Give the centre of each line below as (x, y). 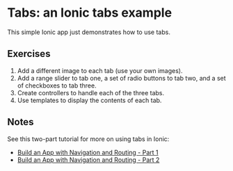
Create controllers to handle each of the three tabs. (91, 92)
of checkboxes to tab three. (57, 85)
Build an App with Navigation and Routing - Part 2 (88, 160)
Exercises (29, 54)
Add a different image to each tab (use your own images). (100, 70)
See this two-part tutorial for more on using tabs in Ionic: (88, 139)
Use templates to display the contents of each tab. (89, 100)
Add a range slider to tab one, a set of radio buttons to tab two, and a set (121, 78)
